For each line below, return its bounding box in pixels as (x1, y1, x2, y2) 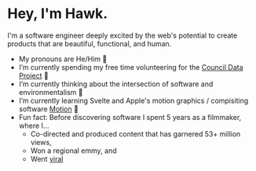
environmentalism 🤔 (18, 87, 83, 96)
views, (30, 137, 52, 147)
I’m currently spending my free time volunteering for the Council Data (18, 62, 244, 71)
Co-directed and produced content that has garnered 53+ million (30, 129, 241, 138)
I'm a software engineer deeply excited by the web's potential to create (7, 31, 238, 40)
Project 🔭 (18, 71, 49, 80)
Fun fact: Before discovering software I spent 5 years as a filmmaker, (18, 112, 242, 122)
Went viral (30, 154, 64, 163)
